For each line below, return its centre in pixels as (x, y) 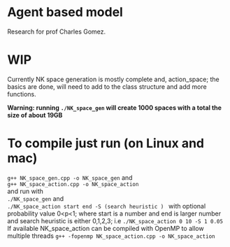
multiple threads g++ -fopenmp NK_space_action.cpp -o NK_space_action (111, 236)
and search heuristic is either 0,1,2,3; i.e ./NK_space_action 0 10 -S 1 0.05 (115, 220)
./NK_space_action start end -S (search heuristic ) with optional (107, 206)
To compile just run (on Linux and (106, 143)
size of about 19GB (35, 115)
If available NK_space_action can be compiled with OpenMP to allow (106, 228)
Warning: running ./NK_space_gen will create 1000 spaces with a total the (115, 107)
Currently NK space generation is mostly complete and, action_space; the (113, 79)
